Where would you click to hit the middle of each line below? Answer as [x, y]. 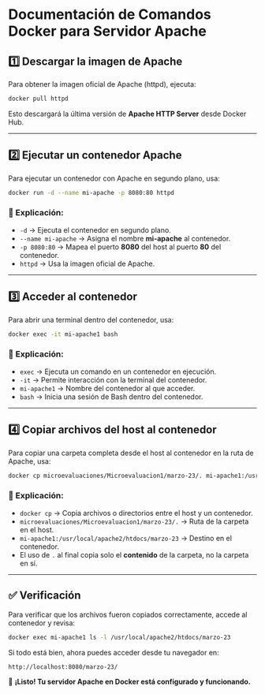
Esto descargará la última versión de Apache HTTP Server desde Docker [127, 114]
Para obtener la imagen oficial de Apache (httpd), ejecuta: [102, 84]
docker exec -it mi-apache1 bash [63, 334]
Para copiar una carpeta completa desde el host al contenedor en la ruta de [131, 453]
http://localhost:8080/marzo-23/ [63, 667]
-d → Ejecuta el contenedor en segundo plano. [95, 229]
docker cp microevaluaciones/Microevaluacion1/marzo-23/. [105, 476]
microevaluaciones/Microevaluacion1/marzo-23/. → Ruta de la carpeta [134, 521]
